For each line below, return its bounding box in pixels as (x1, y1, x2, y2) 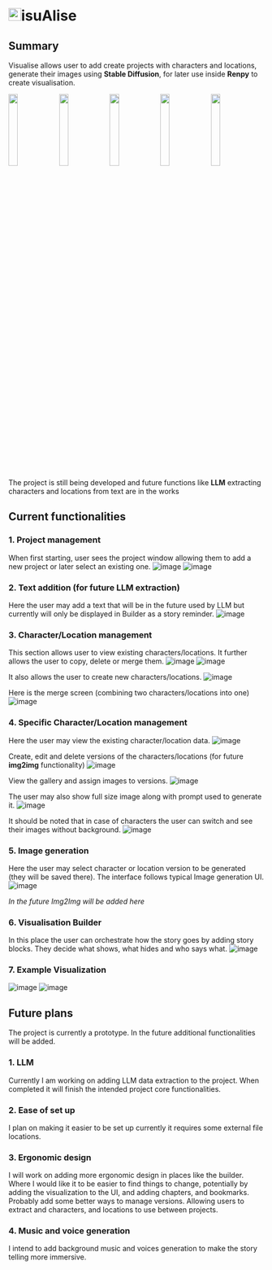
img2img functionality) (8, 760, 85, 769)
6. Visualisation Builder (8, 917, 102, 928)
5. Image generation (8, 845, 89, 856)
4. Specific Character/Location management (8, 717, 188, 729)
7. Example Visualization (8, 964, 107, 975)
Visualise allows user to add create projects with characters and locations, (8, 60, 257, 70)
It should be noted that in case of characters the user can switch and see (8, 816, 253, 825)
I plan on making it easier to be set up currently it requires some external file (8, 1123, 264, 1132)
